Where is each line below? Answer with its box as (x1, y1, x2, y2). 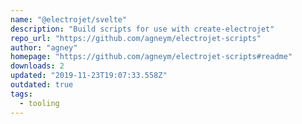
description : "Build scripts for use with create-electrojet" (10, 24, 275, 34)
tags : (10, 89, 33, 99)
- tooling (19, 98, 60, 108)
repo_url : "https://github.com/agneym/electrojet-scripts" (10, 33, 262, 43)
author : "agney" (10, 42, 78, 53)
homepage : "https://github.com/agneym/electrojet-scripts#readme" (10, 52, 293, 62)
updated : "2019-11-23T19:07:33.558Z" (10, 71, 168, 81)
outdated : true (10, 80, 74, 90)
